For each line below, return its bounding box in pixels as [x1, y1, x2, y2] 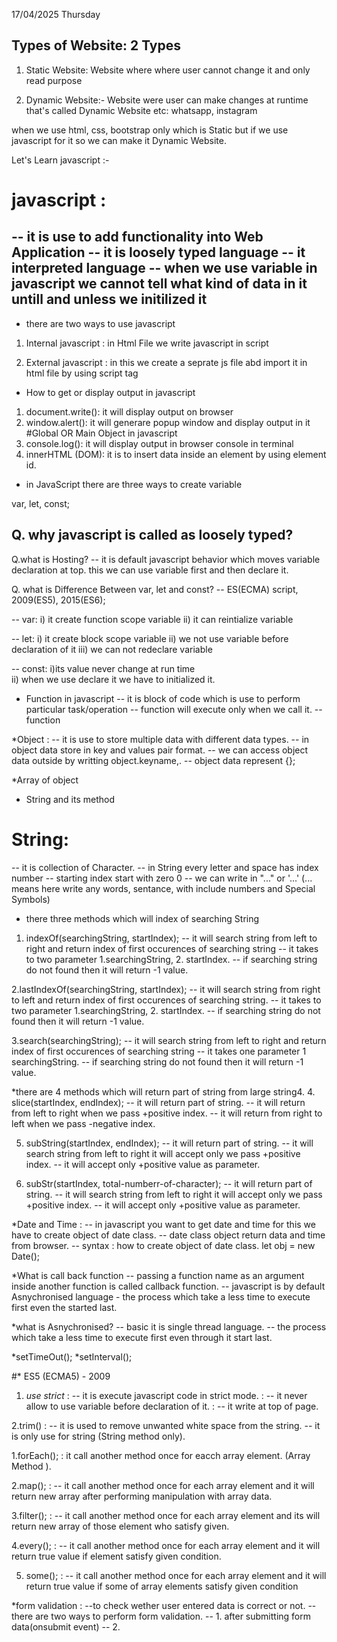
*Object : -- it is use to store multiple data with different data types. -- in [11, 733, 310, 745]
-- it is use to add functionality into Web [11, 229, 264, 246]
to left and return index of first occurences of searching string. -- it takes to [11, 994, 322, 1006]
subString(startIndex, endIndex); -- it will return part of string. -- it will [25, 1137, 314, 1149]
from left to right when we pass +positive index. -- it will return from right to [11, 1107, 323, 1119]
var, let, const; [11, 497, 70, 509]
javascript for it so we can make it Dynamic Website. [11, 134, 227, 146]
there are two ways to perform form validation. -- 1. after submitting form [11, 1610, 312, 1622]
